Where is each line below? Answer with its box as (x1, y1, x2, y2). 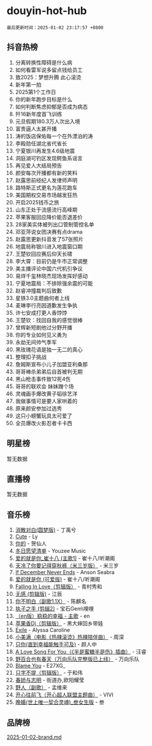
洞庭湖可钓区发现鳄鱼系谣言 (15, 154, 83, 161)
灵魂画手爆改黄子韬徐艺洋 (15, 390, 78, 397)
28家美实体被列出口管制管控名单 (15, 221, 94, 228)
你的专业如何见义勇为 (15, 331, 67, 338)
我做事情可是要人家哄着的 (15, 397, 78, 405)
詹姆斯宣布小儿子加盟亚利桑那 (15, 360, 88, 367)
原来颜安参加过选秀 (15, 405, 62, 412)
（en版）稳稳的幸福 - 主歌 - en (15, 612, 90, 619)
